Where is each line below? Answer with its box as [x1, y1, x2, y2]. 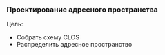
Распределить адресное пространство [16, 41, 133, 49]
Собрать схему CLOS [16, 33, 80, 41]
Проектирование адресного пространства [6, 5, 158, 14]
